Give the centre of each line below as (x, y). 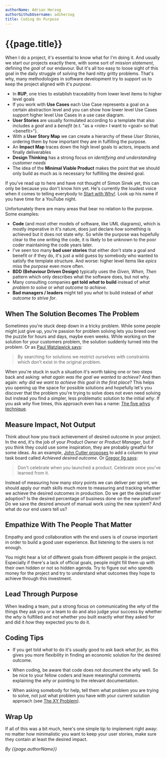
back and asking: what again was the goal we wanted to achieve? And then (83, 377)
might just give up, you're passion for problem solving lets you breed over (81, 331)
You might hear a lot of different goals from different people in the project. (81, 557)
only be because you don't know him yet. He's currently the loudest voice (81, 188)
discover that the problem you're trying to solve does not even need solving (83, 393)
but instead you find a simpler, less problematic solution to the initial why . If (83, 398)
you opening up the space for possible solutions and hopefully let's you (79, 388)
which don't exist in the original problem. (59, 362)
